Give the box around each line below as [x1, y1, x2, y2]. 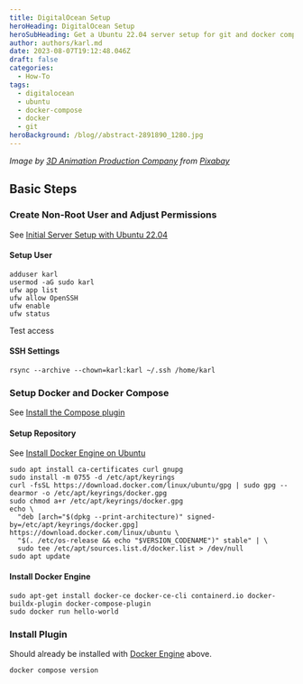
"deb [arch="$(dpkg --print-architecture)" [17, 513, 183, 522]
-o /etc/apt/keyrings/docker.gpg [41, 489, 168, 498]
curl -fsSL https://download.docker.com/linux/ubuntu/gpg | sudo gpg [9, 481, 277, 490]
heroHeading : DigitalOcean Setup [9, 22, 135, 31]
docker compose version [9, 665, 99, 675]
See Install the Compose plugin [9, 407, 125, 418]
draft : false [9, 55, 59, 64]
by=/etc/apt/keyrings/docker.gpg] [9, 521, 140, 530]
